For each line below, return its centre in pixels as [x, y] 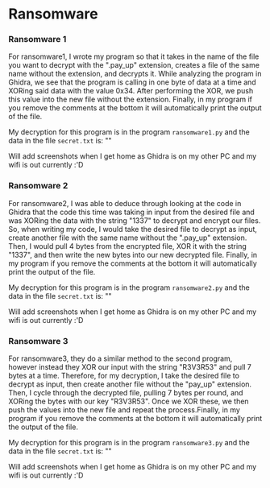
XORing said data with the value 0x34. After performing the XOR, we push [131, 91]
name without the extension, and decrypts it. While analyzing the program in [135, 74]
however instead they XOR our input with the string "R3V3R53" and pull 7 [130, 367]
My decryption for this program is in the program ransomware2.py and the [129, 287]
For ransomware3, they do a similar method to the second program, [120, 358]
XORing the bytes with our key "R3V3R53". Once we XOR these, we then [129, 401]
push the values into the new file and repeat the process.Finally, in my [124, 410]
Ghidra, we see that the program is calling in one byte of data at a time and [132, 82]
